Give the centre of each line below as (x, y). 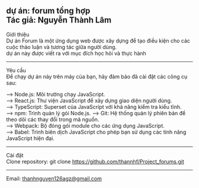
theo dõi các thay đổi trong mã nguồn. (53, 119)
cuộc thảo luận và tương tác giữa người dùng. (62, 47)
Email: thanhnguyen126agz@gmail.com (54, 179)
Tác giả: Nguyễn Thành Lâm (59, 20)
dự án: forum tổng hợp (48, 11)
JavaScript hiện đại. (31, 138)
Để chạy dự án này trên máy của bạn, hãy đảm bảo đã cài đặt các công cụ (97, 76)
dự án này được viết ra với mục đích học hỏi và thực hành (76, 53)
